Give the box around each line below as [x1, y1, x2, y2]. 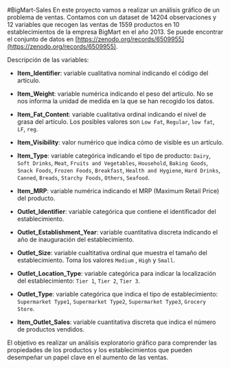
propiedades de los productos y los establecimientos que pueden [7, 346, 193, 354]
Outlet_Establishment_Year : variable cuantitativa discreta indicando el [16, 228, 218, 236]
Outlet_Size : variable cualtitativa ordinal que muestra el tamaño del [16, 249, 207, 257]
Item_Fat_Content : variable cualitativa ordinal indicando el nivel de [16, 110, 207, 118]
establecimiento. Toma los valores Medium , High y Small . [16, 256, 175, 264]
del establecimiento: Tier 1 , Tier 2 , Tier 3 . [16, 277, 141, 285]
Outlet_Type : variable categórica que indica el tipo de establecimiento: [16, 290, 218, 298]
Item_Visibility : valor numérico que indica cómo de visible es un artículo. [16, 138, 224, 147]
